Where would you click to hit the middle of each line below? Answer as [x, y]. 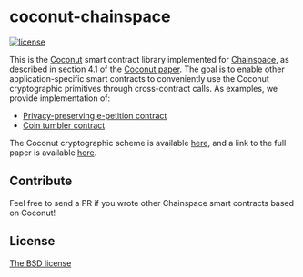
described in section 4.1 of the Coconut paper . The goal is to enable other [147, 69]
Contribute [41, 181]
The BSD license [40, 263]
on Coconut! [33, 213]
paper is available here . [53, 153]
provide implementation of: [60, 98]
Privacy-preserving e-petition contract [95, 115]
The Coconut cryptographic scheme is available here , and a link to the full [148, 143]
